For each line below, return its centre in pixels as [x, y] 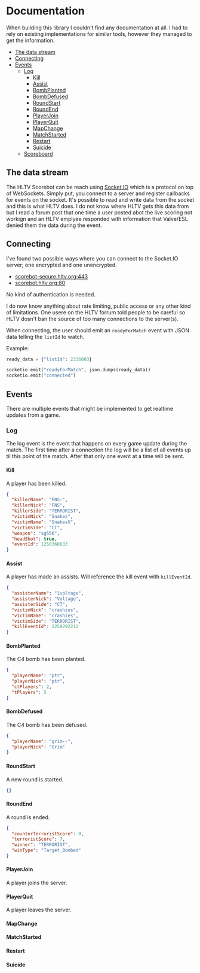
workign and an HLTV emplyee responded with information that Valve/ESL [97, 219]
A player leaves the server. [39, 910]
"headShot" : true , [35, 539]
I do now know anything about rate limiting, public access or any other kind [99, 306]
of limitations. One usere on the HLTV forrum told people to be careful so [96, 312]
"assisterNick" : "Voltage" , [47, 599]
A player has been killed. [36, 483]
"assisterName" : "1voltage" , [48, 593]
